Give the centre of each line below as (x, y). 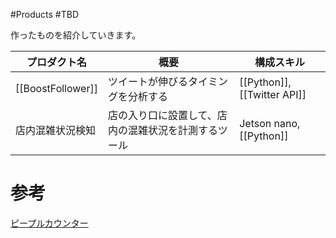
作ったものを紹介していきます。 (76, 35)
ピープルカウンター (49, 223)
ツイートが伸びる (147, 81)
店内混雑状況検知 (56, 130)
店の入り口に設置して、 (162, 115)
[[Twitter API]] (273, 94)
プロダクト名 (56, 62)
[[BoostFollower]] (56, 88)
